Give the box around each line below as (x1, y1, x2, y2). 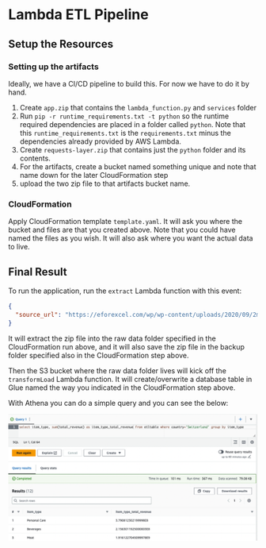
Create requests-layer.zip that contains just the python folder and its (19, 145, 246, 154)
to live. (8, 242, 30, 252)
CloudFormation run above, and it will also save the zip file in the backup (8, 342, 245, 351)
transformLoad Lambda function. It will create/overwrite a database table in (8, 374, 253, 384)
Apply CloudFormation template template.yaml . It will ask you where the (8, 217, 243, 226)
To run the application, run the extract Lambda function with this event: (8, 286, 242, 295)
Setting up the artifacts (8, 61, 99, 72)
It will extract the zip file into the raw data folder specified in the (8, 334, 216, 343)
